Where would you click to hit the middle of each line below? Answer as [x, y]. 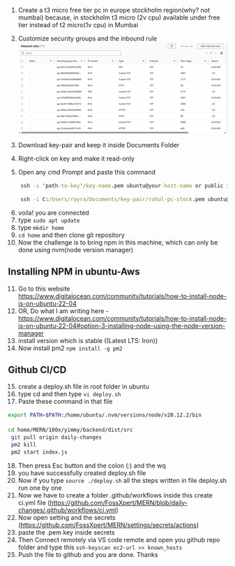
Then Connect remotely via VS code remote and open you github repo [119, 539]
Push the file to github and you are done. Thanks [88, 554]
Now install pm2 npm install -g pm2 [70, 348]
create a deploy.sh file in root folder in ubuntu [83, 386]
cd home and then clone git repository [71, 235]
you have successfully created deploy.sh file [82, 473]
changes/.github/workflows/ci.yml [67, 510]
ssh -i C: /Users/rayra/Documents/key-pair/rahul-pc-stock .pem [113, 199]
